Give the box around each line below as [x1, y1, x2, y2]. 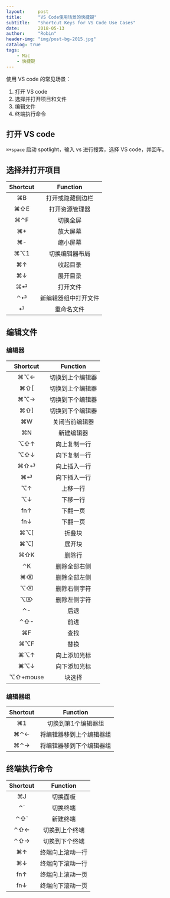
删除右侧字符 [55, 584, 91, 593]
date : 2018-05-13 [6, 25, 65, 31]
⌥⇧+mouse [9, 673, 44, 681]
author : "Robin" [6, 31, 57, 37]
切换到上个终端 [43, 826, 85, 834]
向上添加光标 [55, 651, 91, 659]
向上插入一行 [55, 462, 91, 470]
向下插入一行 [55, 473, 91, 481]
